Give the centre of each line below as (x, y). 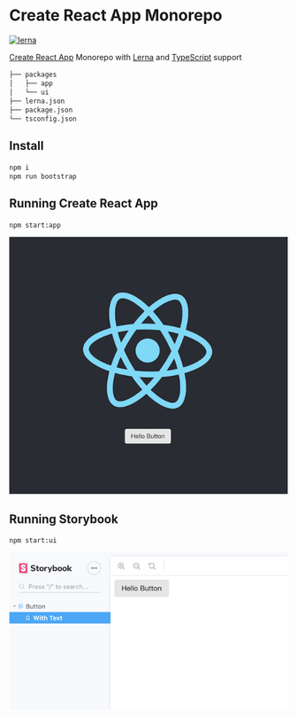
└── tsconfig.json (43, 119)
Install (27, 146)
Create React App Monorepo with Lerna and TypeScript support (126, 57)
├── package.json (41, 110)
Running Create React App (84, 203)
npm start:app (35, 225)
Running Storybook (64, 519)
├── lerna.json (37, 101)
